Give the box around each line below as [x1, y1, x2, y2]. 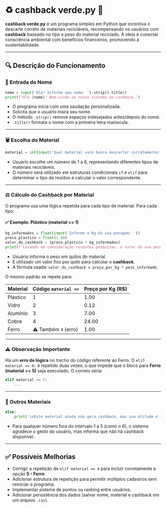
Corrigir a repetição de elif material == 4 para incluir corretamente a [12, 465, 156, 472]
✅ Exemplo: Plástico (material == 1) [5, 219, 79, 225]
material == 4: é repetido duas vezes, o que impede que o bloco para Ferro [5, 362, 161, 368]
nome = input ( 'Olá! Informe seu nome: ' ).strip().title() [5, 90, 127, 95]
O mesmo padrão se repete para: [5, 273, 73, 279]
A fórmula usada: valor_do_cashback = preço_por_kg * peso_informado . [12, 264, 158, 270]
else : [5, 409, 16, 414]
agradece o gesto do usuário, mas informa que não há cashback [12, 428, 144, 434]
